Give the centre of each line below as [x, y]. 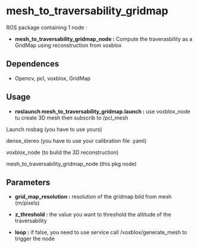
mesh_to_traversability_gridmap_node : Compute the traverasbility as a [103, 39]
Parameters [28, 182]
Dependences [33, 64]
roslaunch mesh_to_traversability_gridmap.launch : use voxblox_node [102, 111]
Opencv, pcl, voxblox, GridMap [53, 78]
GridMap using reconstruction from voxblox [68, 45]
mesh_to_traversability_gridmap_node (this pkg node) [71, 164]
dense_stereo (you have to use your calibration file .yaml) [76, 140]
